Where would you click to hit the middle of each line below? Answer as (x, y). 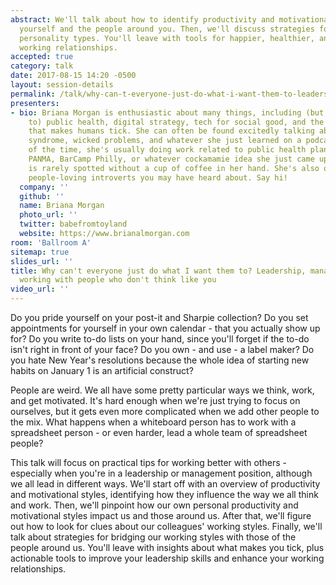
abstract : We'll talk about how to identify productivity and (142, 19)
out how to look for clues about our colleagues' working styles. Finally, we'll (166, 526)
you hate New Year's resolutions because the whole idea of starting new (160, 360)
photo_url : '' (48, 215)
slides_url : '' (42, 261)
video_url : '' (40, 289)
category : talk (42, 66)
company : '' (44, 187)
